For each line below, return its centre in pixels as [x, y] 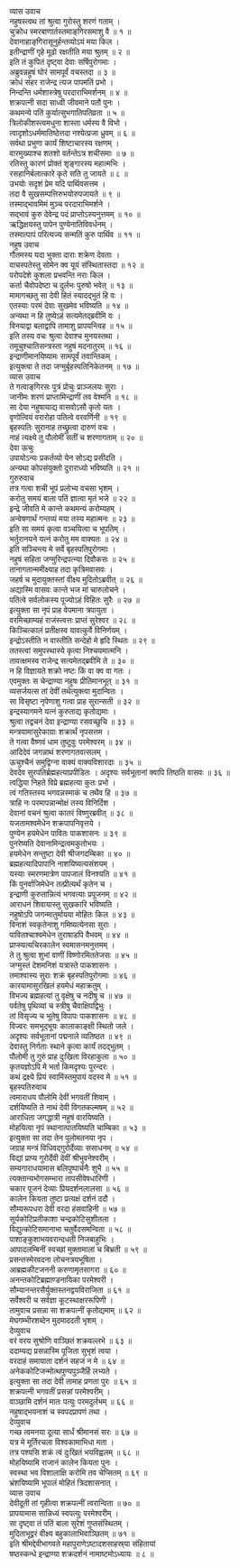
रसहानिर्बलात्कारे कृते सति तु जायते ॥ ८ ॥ [69, 174]
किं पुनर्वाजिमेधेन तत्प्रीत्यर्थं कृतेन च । [61, 884]
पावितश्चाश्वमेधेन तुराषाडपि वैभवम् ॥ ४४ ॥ [69, 935]
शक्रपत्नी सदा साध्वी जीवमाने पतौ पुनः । [65, 102]
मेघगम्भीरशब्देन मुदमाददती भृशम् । [57, 1320]
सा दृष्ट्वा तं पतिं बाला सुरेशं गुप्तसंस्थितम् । [69, 1523]
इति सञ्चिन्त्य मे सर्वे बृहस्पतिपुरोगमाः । [63, 549]
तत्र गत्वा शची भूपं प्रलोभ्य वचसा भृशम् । [64, 488]
